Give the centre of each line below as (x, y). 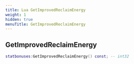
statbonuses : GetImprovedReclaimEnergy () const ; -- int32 (67, 56)
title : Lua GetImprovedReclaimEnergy (46, 10)
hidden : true (19, 19)
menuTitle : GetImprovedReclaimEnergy (46, 24)
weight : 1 (16, 15)
